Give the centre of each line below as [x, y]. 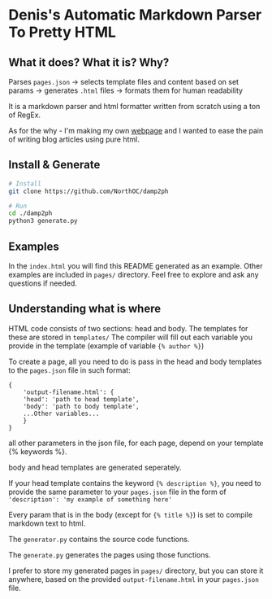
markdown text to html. [47, 523]
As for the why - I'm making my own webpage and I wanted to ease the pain [136, 131]
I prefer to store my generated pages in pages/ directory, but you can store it [136, 571]
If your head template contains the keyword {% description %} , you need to [135, 483]
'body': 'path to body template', [81, 406]
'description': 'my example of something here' [91, 499]
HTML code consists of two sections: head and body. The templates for [128, 328]
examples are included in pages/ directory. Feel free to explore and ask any [134, 275]
